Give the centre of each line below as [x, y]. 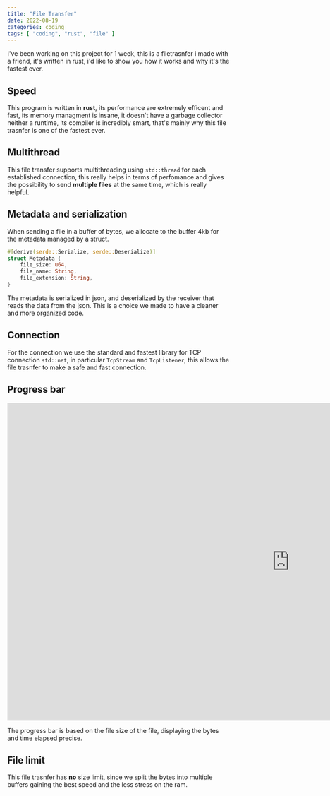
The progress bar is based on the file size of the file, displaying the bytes [113, 730]
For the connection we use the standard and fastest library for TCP [104, 352]
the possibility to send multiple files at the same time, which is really [107, 184]
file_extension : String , [56, 278]
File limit [26, 760]
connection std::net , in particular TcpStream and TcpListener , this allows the [118, 360]
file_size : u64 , [44, 265]
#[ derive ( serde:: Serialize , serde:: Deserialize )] [82, 251]
